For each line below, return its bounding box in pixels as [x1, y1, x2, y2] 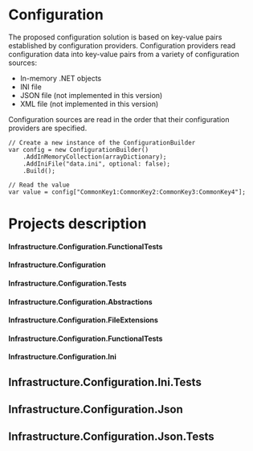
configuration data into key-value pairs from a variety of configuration [8, 49, 239, 59]
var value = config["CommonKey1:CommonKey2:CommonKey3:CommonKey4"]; [8, 187, 247, 196]
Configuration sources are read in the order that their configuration [8, 114, 230, 124]
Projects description [8, 215, 147, 233]
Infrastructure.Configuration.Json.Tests [8, 430, 214, 444]
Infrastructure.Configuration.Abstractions [8, 297, 153, 306]
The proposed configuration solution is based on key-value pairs [8, 32, 222, 42]
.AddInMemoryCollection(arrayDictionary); [22, 153, 167, 161]
